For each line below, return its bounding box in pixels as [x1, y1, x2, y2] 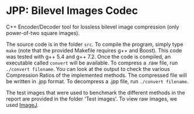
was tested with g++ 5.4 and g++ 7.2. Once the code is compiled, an [6, 53, 171, 60]
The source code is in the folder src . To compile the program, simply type [6, 41, 183, 48]
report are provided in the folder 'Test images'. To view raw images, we [6, 95, 177, 102]
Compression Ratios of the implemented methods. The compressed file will [6, 72, 187, 79]
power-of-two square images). [6, 29, 80, 36]
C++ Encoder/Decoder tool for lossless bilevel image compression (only [6, 23, 179, 30]
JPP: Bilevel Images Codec [6, 4, 138, 17]
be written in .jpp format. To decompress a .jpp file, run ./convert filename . [6, 77, 189, 85]
